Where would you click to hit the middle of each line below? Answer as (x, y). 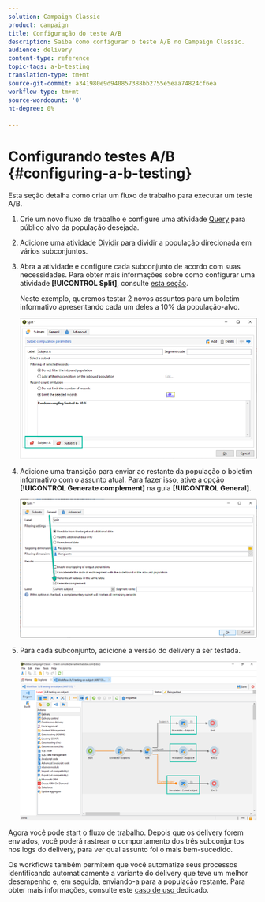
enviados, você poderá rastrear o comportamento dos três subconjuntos (126, 841)
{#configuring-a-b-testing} (100, 173)
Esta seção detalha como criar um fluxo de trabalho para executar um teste (131, 195)
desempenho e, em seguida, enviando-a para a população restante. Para (127, 881)
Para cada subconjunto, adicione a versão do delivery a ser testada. (130, 651)
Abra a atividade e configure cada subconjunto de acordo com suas (130, 267)
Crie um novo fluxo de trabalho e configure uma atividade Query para (132, 219)
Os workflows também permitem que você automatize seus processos (123, 865)
